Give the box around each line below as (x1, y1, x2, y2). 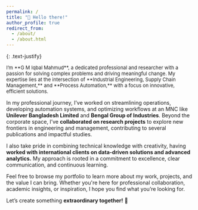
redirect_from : (6, 25, 44, 32)
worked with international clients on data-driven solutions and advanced (6, 149, 191, 155)
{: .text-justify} (6, 53, 42, 59)
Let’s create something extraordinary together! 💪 (6, 197, 128, 204)
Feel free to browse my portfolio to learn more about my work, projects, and (6, 173, 193, 180)
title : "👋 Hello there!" (6, 14, 68, 20)
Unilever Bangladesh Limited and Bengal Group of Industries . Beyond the (6, 112, 190, 119)
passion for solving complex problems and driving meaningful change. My (6, 70, 176, 77)
